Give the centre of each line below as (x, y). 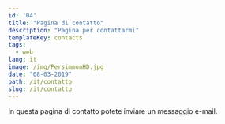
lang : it (22, 60)
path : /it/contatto (40, 81)
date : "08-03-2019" (40, 74)
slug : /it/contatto (40, 89)
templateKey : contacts (45, 38)
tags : (17, 45)
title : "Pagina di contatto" (56, 23)
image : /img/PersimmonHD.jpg (56, 67)
